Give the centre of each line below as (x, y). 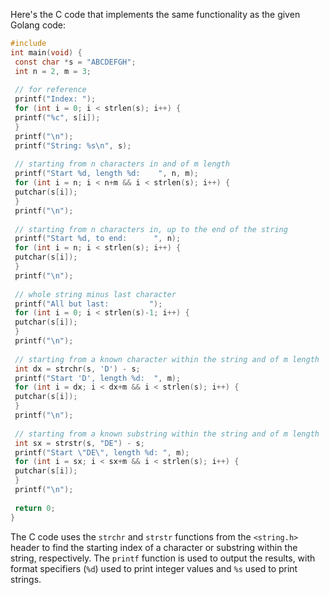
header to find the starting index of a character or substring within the (154, 547)
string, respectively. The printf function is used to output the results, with (163, 558)
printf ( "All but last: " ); (88, 304)
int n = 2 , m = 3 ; (53, 71)
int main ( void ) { (46, 52)
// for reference (50, 90)
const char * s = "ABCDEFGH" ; (75, 62)
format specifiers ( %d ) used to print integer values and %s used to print (154, 568)
